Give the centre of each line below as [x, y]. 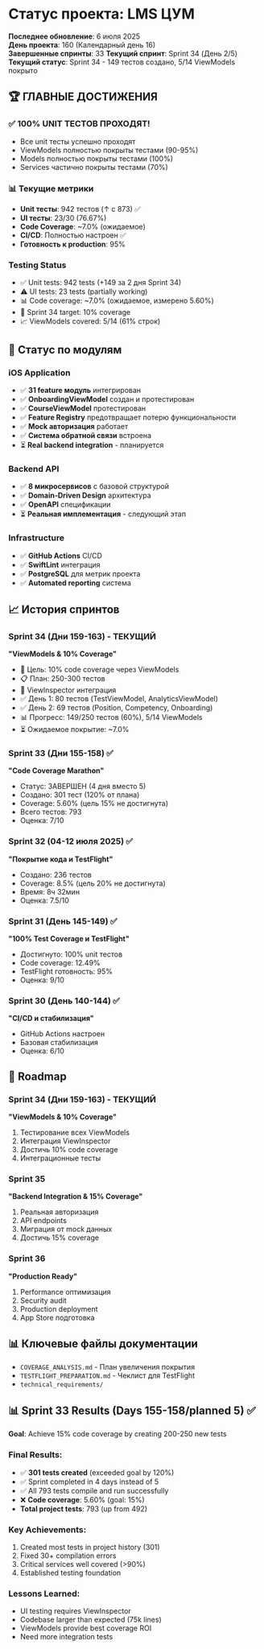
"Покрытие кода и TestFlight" [61, 859]
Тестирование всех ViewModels [75, 1133]
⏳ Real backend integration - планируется [92, 444]
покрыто [23, 70]
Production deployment [59, 1308]
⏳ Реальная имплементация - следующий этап [103, 514]
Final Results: [35, 1455]
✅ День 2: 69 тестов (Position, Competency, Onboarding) [116, 708]
